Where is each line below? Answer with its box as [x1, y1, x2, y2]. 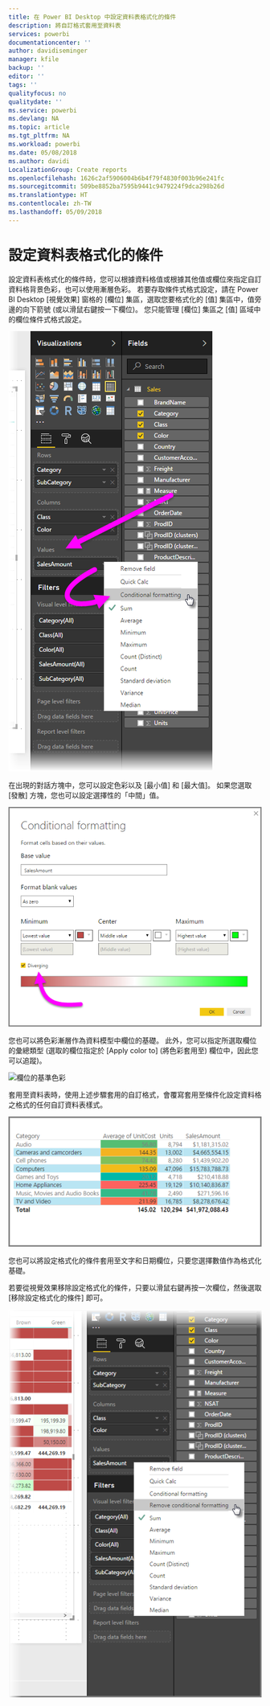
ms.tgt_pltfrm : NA [8, 132, 70, 140]
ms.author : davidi [8, 157, 70, 165]
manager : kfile [8, 55, 59, 64]
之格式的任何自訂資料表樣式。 [8, 1100, 107, 1109]
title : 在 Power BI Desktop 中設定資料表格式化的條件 [8, 13, 177, 21]
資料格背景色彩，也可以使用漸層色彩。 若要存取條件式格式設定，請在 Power [8, 284, 259, 293]
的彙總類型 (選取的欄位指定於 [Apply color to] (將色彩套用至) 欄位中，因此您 [8, 1046, 259, 1056]
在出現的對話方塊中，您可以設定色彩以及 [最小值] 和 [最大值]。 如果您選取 [8, 780, 252, 789]
